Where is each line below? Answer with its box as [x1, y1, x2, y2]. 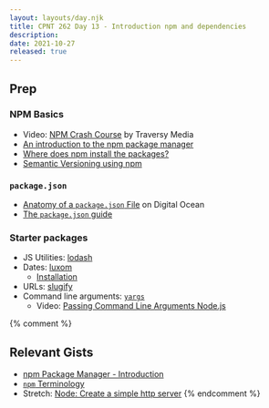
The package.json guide [22, 209, 113, 219]
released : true [9, 47, 67, 56]
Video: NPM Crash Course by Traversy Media [22, 128, 194, 139]
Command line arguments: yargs [22, 291, 145, 301]
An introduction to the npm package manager [22, 138, 194, 149]
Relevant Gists [9, 344, 94, 360]
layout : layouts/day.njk [9, 13, 104, 23]
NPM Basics [9, 108, 64, 121]
